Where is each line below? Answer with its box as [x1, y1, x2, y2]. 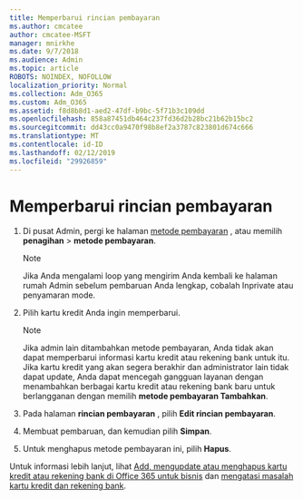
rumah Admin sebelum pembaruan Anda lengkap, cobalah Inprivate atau [22, 280, 294, 291]
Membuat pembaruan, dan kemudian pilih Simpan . [22, 426, 212, 436]
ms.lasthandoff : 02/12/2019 [9, 148, 116, 157]
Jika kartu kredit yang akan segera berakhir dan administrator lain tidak [22, 362, 289, 373]
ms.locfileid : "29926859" [9, 156, 107, 166]
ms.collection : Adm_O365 [9, 89, 103, 98]
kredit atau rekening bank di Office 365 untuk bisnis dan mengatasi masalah [9, 471, 294, 482]
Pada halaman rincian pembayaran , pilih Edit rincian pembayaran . [22, 408, 277, 419]
